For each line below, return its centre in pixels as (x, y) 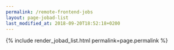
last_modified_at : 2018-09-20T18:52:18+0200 (63, 23)
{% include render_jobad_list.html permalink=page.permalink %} (87, 41)
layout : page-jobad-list (37, 18)
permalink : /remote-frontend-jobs (50, 12)
